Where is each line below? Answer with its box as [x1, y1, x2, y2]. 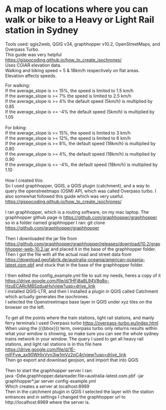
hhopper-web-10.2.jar [5, 246, 50, 252]
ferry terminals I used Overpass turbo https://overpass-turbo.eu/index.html [5, 320, 159, 326]
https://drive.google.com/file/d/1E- [5, 346, 76, 352]
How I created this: [5, 177, 44, 183]
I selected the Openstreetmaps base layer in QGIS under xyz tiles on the [5, 299, 153, 305]
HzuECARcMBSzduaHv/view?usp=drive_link [5, 283, 96, 289]
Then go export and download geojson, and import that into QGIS [5, 357, 139, 363]
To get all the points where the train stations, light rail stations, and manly [5, 315, 155, 321]
